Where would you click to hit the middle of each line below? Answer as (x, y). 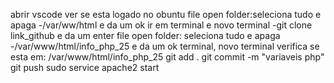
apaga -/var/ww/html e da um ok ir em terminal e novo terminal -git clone (161, 25)
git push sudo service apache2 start (85, 67)
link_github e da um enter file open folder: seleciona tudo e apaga (145, 35)
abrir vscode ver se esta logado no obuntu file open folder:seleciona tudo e (166, 14)
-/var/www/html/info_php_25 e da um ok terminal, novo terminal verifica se (165, 46)
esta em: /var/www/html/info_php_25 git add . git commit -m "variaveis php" (167, 57)
